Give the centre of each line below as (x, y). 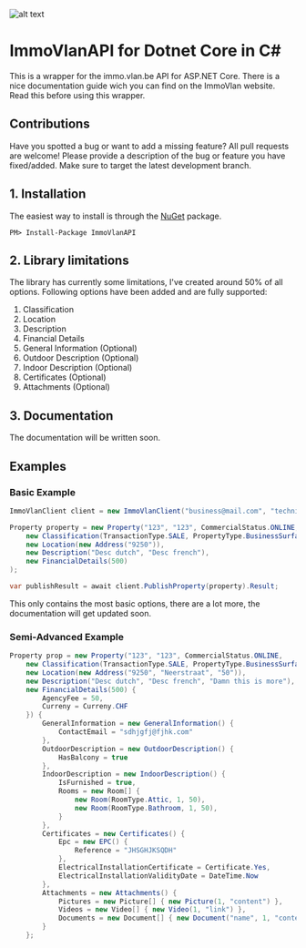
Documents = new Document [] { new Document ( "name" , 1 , (164, 918)
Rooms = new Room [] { (99, 791)
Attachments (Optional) (66, 387)
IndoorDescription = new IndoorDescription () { (134, 774)
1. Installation (48, 194)
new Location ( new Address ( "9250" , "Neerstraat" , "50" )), (136, 673)
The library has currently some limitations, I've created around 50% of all (147, 282)
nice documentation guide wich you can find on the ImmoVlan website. (143, 86)
